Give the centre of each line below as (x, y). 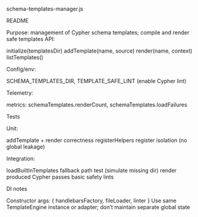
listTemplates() (25, 57)
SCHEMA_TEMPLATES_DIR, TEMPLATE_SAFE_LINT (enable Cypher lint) (97, 81)
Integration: (21, 159)
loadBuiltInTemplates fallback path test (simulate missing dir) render (91, 170)
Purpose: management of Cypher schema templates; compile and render (98, 32)
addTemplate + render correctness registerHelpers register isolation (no (97, 140)
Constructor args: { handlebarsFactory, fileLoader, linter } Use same (91, 200)
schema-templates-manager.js (45, 9)
